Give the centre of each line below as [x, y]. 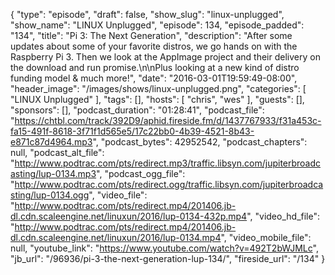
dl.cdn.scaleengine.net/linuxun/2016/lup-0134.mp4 [116, 237]
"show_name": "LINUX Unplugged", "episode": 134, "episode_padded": [157, 25]
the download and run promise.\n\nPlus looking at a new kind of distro [155, 67]
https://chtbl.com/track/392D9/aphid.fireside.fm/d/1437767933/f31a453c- [168, 120]
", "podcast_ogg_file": [141, 173]
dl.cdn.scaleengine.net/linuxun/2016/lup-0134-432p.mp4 [129, 216]
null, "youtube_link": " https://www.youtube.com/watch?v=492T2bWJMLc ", [164, 248]
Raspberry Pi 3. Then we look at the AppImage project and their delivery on [165, 57]
